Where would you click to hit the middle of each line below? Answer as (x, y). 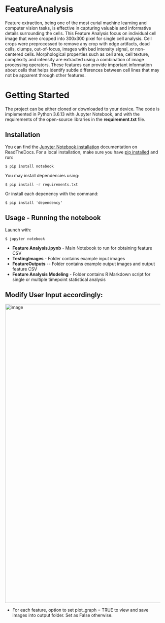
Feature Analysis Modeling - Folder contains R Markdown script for (81, 274)
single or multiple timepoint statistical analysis (59, 279)
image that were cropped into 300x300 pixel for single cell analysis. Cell (78, 39)
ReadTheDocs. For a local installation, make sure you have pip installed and (82, 152)
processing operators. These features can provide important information (79, 65)
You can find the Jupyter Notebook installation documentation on (71, 147)
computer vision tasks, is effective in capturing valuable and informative (78, 28)
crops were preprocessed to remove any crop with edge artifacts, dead (78, 43)
